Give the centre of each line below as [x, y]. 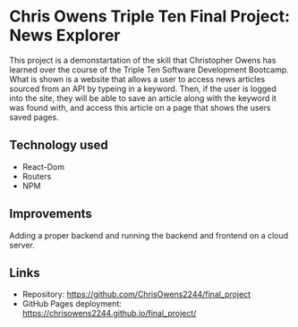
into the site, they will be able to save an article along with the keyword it [143, 98]
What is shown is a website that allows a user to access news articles [137, 79]
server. [22, 245]
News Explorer [65, 35]
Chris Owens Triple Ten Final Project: [150, 17]
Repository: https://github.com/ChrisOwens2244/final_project [136, 294]
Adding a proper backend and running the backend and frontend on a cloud [149, 235]
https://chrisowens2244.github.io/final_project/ [109, 314]
